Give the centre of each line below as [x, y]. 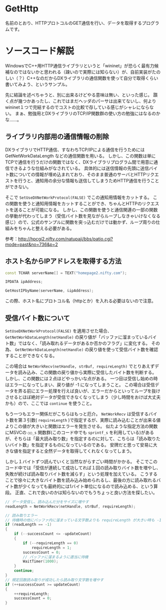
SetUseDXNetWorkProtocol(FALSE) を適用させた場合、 [59, 331]
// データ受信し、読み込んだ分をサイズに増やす [47, 502]
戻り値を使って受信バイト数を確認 [124, 349]
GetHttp [22, 9]
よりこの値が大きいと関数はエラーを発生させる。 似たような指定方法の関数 [82, 426]
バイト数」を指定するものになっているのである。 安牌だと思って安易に [81, 444]
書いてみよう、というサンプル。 [38, 84]
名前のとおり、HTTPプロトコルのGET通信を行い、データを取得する [74, 23]
